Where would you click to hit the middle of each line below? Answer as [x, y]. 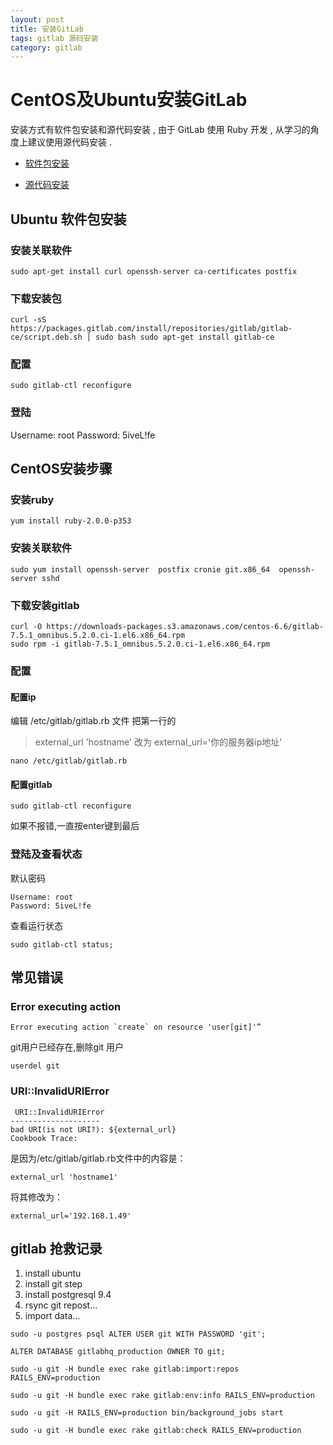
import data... [52, 1316]
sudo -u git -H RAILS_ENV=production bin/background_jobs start [147, 1413]
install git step [53, 1284]
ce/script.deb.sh [46, 337]
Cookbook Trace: [44, 1138]
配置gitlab [31, 784]
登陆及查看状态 [46, 854]
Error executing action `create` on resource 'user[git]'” [136, 1027]
